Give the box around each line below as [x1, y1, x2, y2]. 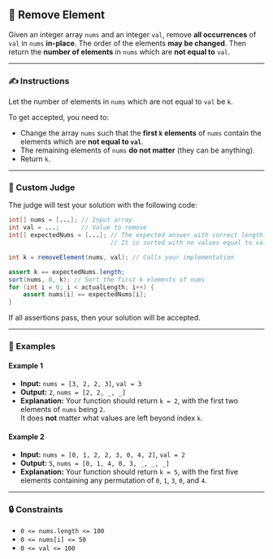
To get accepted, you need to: [8, 113, 110, 123]
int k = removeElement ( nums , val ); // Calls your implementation [8, 253, 234, 261]
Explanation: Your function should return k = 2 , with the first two [19, 396, 238, 406]
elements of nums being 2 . [19, 405, 106, 415]
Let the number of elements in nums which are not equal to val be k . [8, 97, 233, 106]
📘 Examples [8, 341, 56, 352]
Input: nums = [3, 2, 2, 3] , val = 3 [19, 379, 142, 389]
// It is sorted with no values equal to [110, 239, 253, 247]
